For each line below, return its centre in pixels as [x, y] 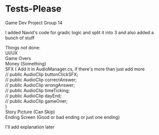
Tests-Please [33, 9]
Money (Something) [26, 63]
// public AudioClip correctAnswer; [41, 80]
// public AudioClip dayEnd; [33, 96]
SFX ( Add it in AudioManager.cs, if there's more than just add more [75, 69]
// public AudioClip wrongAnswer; [40, 85]
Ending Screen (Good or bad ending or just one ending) [63, 117]
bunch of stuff [20, 38]
